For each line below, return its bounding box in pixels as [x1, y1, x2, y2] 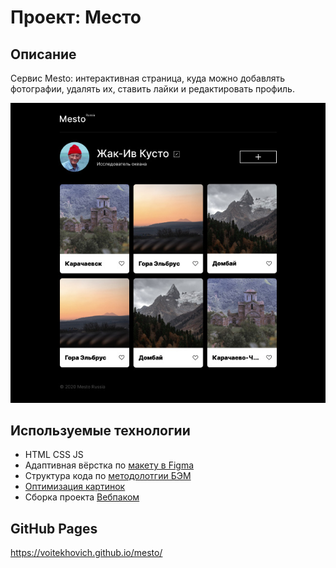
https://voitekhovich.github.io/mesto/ [10, 547, 163, 559]
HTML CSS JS [24, 449, 84, 461]
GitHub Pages [10, 520, 98, 537]
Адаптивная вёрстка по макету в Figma [24, 459, 195, 471]
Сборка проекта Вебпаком [24, 491, 140, 503]
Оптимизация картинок [24, 481, 126, 493]
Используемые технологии [10, 422, 191, 439]
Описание [10, 46, 77, 63]
